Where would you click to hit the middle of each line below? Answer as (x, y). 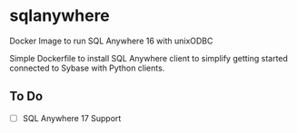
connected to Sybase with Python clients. (87, 68)
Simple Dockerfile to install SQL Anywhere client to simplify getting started (149, 58)
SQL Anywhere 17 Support (72, 118)
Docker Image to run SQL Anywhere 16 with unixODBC (111, 41)
